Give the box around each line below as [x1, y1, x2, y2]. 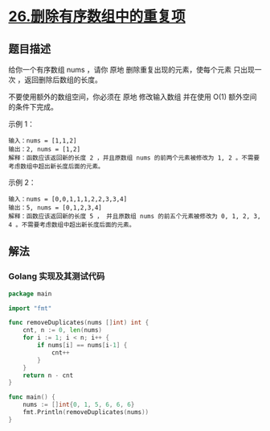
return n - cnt [22, 371, 74, 379]
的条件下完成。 [8, 102, 58, 111]
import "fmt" [8, 304, 52, 313]
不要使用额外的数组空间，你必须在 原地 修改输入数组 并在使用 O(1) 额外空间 [8, 92, 257, 102]
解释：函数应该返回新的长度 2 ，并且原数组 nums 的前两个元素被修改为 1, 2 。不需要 [8, 154, 260, 162]
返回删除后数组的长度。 [23, 75, 102, 85]
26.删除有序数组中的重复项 [8, 7, 186, 26]
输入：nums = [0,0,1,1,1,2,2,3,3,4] [8, 195, 128, 203]
